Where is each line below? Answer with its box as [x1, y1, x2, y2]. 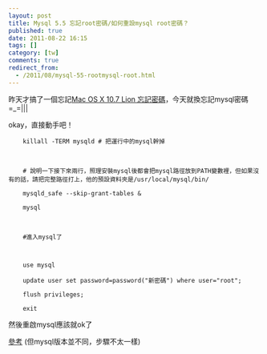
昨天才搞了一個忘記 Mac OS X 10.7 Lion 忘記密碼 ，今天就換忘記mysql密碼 [8, 94, 249, 104]
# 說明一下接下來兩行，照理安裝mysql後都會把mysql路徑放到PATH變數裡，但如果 [22, 167, 254, 175]
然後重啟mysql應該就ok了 [8, 320, 93, 329]
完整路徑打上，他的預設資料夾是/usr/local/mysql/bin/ [43, 175, 210, 183]
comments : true [8, 57, 59, 65]
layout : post [8, 11, 52, 20]
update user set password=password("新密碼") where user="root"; [22, 276, 242, 284]
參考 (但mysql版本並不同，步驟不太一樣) [8, 336, 141, 346]
